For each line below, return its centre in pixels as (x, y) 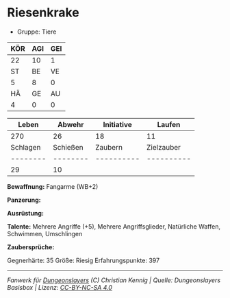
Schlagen (26, 147)
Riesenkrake (43, 13)
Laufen (169, 124)
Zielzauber (164, 147)
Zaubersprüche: (31, 247)
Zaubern (109, 147)
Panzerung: (24, 200)
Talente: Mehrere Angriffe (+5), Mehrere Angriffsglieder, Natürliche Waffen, (114, 226)
